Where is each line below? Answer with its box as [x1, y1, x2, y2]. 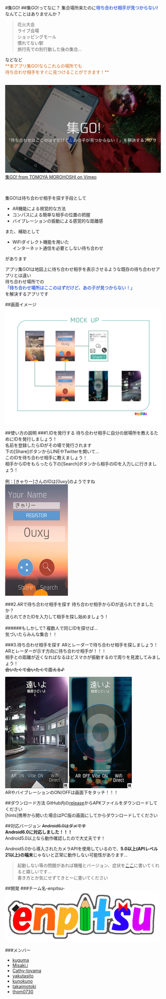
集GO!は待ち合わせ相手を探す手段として [5, 195, 86, 201]
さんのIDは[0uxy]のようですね [34, 479, 95, 485]
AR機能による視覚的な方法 [12, 205, 66, 212]
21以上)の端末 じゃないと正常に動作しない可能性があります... [5, 852, 128, 858]
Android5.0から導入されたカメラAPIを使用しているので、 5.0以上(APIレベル [5, 846, 158, 852]
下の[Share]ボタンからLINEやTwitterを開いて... [5, 449, 100, 454]
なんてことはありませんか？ [5, 11, 61, 17]
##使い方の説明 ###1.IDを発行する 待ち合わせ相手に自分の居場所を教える [5, 430, 154, 436]
